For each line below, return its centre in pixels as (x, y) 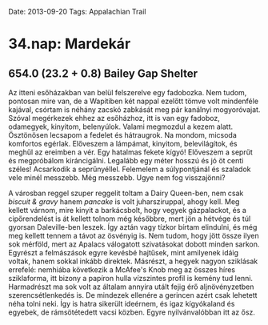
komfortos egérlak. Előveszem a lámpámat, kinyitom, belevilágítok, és (123, 144)
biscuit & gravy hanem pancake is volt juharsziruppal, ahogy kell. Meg (124, 202)
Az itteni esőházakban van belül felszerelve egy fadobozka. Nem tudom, (128, 92)
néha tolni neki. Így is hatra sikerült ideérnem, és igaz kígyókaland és (122, 304)
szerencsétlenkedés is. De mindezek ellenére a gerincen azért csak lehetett (133, 295)
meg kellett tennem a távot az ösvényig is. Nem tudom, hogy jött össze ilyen (134, 236)
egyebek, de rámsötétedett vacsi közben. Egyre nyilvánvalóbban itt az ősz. (132, 312)
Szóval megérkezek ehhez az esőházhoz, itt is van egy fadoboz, (114, 118)
